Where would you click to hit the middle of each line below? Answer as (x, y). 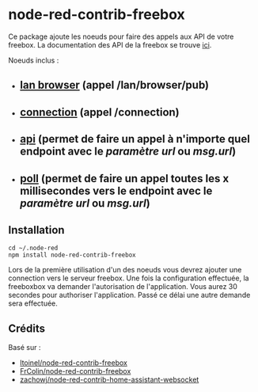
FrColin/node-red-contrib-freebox (75, 371)
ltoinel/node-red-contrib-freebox (74, 363)
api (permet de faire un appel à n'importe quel (135, 139)
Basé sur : (25, 348)
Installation (36, 230)
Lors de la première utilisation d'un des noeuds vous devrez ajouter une (125, 270)
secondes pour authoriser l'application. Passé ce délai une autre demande (129, 295)
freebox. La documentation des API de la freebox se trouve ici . (110, 44)
